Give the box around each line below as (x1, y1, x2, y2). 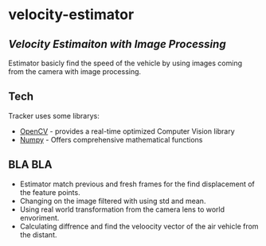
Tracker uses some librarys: (8, 111, 100, 120)
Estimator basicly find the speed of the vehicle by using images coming (8, 58, 243, 68)
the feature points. (19, 187, 81, 197)
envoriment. (19, 213, 60, 222)
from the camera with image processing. (8, 67, 142, 76)
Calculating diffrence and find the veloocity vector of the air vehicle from (19, 221, 259, 231)
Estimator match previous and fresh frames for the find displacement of (19, 179, 255, 189)
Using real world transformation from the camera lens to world (19, 205, 225, 214)
